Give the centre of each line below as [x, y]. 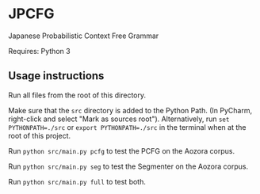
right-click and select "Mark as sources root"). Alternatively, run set [119, 119]
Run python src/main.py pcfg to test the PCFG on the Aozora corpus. [122, 150]
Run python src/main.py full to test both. [77, 181]
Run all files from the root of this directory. [77, 95]
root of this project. [40, 135]
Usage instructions [56, 76]
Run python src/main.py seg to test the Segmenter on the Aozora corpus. [128, 166]
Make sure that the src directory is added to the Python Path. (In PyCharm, [130, 110]
